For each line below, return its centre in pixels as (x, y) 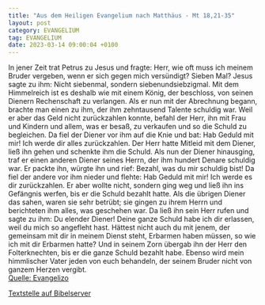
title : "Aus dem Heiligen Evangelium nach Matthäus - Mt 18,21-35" (122, 15)
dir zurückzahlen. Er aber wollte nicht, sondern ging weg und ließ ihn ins (126, 185)
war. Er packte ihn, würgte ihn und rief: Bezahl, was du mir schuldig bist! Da (131, 169)
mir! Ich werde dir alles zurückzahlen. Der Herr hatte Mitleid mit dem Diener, (132, 143)
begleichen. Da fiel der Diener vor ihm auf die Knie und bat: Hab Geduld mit (131, 135)
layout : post (30, 23)
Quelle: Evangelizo (38, 278)
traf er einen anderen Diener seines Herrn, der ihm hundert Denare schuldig (132, 160)
